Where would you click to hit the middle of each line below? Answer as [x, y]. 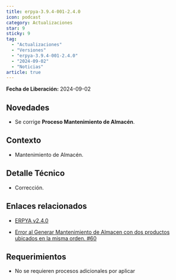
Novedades [28, 107]
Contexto [24, 141]
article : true [24, 72]
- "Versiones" [29, 50]
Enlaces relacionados [47, 206]
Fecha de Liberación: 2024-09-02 [48, 89]
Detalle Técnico [36, 173]
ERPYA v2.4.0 [31, 220]
